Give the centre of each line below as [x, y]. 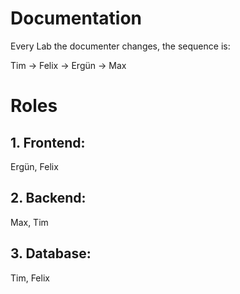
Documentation [76, 18]
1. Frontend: [48, 142]
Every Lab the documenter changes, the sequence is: [120, 46]
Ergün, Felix [34, 166]
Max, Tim [29, 222]
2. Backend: [48, 198]
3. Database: [51, 253]
